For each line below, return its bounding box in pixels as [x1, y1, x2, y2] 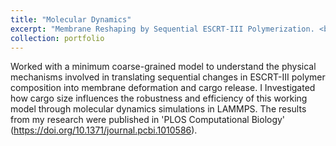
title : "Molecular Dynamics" [10, 14, 132, 25]
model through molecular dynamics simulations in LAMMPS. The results [10, 103, 307, 115]
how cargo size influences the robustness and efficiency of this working [10, 92, 308, 105]
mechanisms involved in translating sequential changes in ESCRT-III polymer [10, 71, 326, 83]
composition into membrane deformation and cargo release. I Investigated [10, 82, 316, 94]
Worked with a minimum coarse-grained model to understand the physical [10, 61, 317, 73]
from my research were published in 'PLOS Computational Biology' [10, 114, 286, 126]
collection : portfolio [10, 33, 105, 43]
